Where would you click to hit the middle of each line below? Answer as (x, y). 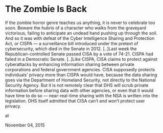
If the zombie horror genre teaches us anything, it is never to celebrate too (80, 23)
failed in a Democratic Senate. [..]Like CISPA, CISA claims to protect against (81, 59)
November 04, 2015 (25, 125)
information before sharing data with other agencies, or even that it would (79, 90)
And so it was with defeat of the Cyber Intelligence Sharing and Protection (80, 38)
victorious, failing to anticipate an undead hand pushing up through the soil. (81, 33)
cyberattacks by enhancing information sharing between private (70, 64)
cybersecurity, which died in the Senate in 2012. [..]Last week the (71, 49)
